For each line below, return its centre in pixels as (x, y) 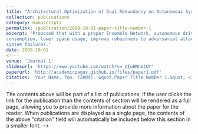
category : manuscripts (34, 22)
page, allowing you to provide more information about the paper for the (92, 107)
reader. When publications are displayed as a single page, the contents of (95, 113)
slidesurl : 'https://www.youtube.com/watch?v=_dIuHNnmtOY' (80, 66)
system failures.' (29, 45)
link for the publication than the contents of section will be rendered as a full (98, 100)
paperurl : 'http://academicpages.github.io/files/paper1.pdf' (84, 72)
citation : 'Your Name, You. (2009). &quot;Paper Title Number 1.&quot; (96, 77)
